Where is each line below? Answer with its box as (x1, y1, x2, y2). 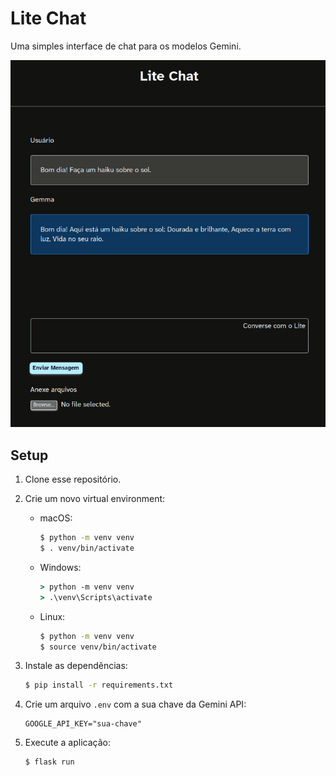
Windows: (39, 561, 82, 573)
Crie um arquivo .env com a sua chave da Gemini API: (24, 698, 247, 711)
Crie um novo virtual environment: (24, 493, 166, 505)
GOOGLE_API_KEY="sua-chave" (24, 719, 142, 729)
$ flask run (24, 757, 75, 767)
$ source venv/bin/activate (39, 642, 157, 652)
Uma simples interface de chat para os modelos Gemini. (10, 40, 242, 52)
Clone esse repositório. (24, 473, 122, 486)
